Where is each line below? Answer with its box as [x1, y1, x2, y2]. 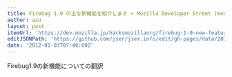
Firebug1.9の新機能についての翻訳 [7, 62, 104, 69]
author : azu [7, 16, 41, 23]
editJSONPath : [7, 36, 48, 43]
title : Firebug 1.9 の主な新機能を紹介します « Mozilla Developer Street [7, 10, 212, 17]
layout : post [7, 23, 45, 30]
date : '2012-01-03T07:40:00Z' [7, 42, 95, 49]
